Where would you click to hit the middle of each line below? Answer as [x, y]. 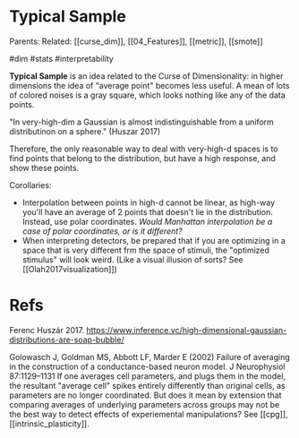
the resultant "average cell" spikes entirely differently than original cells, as [147, 385]
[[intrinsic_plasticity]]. [49, 424]
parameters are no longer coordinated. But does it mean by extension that [145, 395]
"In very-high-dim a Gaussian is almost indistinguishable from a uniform [142, 122]
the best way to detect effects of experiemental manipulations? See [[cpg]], [149, 414]
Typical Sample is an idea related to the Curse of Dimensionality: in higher [146, 76]
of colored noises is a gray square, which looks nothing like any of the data [148, 95]
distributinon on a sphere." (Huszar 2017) [85, 131]
